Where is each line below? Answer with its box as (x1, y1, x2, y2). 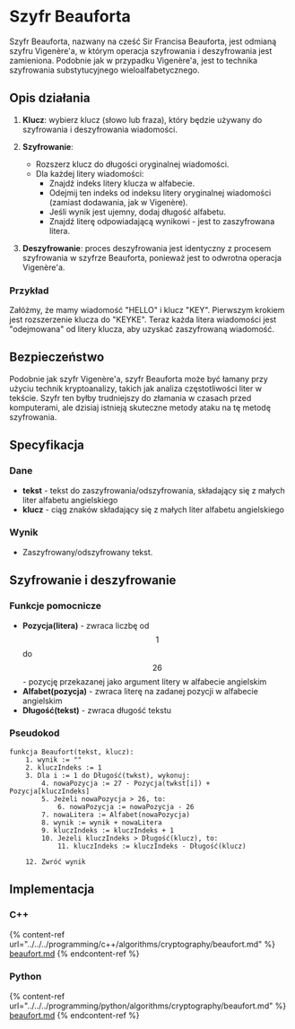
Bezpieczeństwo (9, 350, 105, 365)
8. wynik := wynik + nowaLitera (41, 818, 163, 827)
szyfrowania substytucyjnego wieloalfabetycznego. (9, 65, 200, 75)
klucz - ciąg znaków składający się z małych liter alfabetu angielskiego (22, 504, 285, 515)
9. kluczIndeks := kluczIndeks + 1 (41, 825, 175, 835)
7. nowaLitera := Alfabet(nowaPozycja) (41, 810, 191, 819)
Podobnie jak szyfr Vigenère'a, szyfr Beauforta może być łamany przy (9, 373, 269, 384)
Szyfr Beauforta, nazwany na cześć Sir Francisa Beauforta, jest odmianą (9, 36, 277, 47)
